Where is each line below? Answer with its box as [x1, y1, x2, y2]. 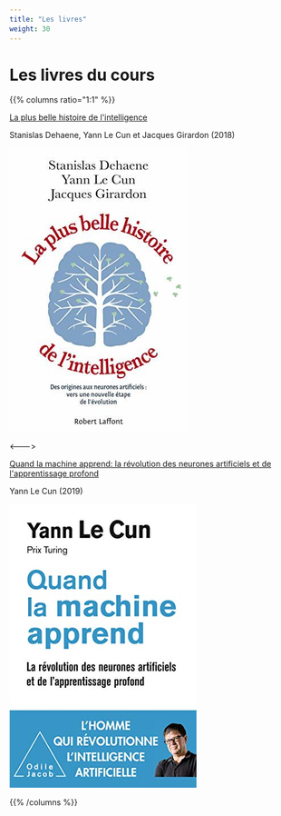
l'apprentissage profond [9, 468, 100, 479]
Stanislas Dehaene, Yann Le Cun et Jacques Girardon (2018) [9, 130, 236, 141]
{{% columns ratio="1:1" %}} [9, 95, 116, 105]
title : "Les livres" [9, 15, 88, 24]
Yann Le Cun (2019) [9, 486, 83, 497]
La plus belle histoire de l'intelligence [9, 112, 148, 123]
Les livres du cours [9, 65, 156, 85]
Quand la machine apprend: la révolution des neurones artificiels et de [9, 459, 272, 470]
